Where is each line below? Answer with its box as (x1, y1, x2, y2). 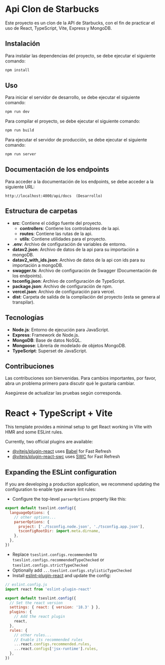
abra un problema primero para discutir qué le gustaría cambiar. (5, 380, 135, 386)
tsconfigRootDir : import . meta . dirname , (18, 529, 100, 534)
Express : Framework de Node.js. (12, 332, 80, 338)
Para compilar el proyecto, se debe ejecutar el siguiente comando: (5, 118, 140, 124)
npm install (5, 67, 30, 72)
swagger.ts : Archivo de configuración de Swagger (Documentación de (12, 267, 157, 273)
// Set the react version (9, 600, 63, 605)
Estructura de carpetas (5, 207, 78, 215)
